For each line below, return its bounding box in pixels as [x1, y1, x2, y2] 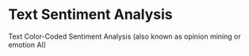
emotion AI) [8, 39, 46, 49]
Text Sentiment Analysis [8, 6, 173, 24]
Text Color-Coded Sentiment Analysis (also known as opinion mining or [8, 32, 241, 41]
